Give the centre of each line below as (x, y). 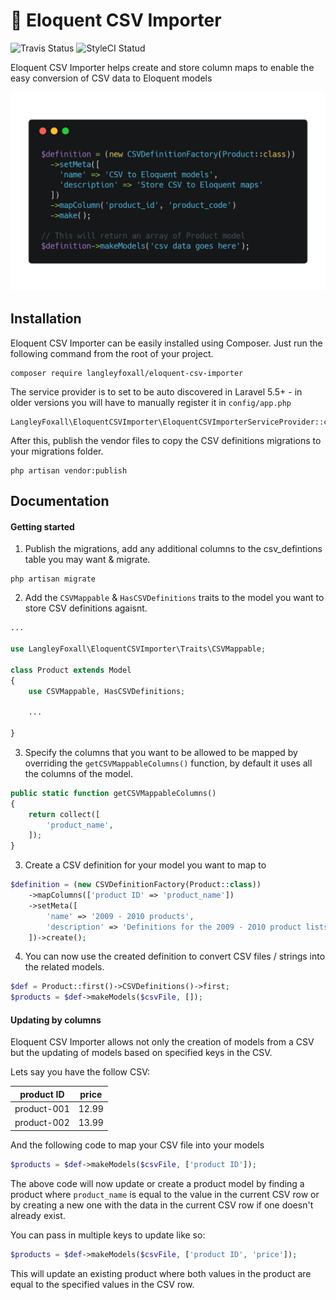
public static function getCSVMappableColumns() (113, 793)
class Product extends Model (71, 670)
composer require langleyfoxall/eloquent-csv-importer (127, 373)
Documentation (60, 501)
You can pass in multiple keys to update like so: (108, 1235)
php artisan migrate (53, 579)
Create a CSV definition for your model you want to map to (145, 865)
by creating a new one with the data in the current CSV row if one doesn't (162, 1205)
